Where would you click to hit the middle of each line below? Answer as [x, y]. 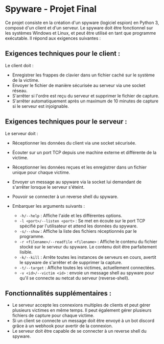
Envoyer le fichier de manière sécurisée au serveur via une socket [79, 85]
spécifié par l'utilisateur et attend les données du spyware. [79, 226]
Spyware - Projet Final [51, 9]
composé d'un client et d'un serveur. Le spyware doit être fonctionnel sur [79, 27]
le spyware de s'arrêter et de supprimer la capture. [71, 262]
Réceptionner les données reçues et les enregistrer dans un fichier [79, 167]
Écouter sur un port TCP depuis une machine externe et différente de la [84, 152]
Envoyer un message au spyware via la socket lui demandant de [77, 182]
